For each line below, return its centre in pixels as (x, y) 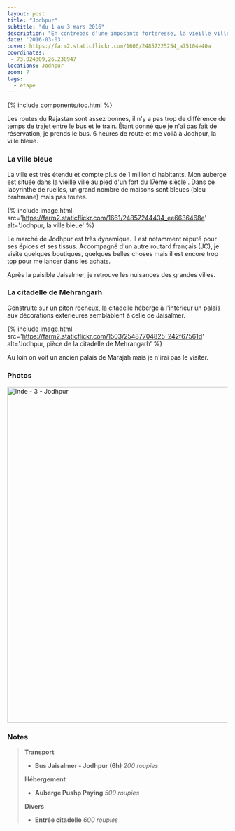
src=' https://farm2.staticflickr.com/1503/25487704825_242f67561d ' (106, 336)
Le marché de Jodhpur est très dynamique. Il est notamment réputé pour (112, 239)
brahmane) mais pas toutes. (48, 197)
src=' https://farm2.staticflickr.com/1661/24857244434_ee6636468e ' (107, 218)
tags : (15, 79)
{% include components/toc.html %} (60, 105)
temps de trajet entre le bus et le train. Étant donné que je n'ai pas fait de (112, 126)
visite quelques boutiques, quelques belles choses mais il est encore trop (113, 253)
